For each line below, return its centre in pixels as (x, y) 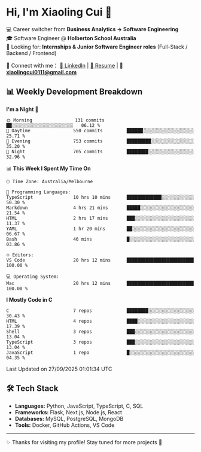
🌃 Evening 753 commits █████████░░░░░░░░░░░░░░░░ (100, 141)
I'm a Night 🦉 (22, 109)
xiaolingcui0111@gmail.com (41, 72)
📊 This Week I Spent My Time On (48, 168)
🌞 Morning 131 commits (55, 120)
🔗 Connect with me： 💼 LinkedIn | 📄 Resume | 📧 (65, 65)
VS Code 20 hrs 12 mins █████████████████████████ (100, 260)
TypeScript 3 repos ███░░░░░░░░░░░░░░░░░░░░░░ (100, 342)
